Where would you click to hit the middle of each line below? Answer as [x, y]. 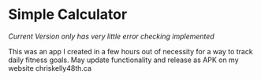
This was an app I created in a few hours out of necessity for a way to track [131, 51]
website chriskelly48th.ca [50, 68]
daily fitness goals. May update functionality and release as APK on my [123, 60]
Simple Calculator [68, 15]
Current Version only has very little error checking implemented [111, 36]
